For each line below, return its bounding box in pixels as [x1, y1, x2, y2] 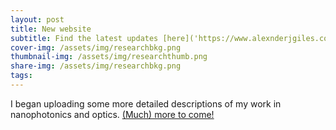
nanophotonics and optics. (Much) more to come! [10, 108, 215, 120]
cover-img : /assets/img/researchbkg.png [10, 42, 182, 53]
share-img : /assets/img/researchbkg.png [10, 61, 182, 71]
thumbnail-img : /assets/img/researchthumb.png [10, 52, 208, 62]
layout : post [10, 14, 65, 25]
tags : [10, 71, 33, 81]
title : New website [10, 24, 92, 34]
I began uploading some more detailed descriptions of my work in [10, 97, 282, 110]
